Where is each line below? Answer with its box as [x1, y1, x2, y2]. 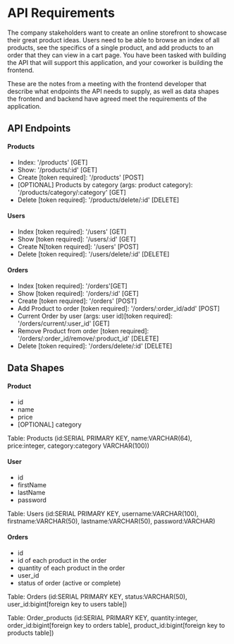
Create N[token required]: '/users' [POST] [17, 242, 139, 251]
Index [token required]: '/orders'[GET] [17, 281, 128, 290]
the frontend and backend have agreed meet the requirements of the [7, 94, 207, 103]
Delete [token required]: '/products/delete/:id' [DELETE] [17, 196, 180, 204]
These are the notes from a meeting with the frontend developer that [7, 79, 207, 88]
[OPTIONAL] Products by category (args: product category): [17, 180, 193, 189]
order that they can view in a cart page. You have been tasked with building [7, 51, 227, 59]
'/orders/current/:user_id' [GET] [17, 319, 110, 328]
